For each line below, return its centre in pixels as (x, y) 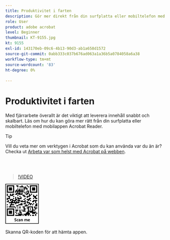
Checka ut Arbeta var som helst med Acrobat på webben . (66, 152)
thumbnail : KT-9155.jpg (31, 38)
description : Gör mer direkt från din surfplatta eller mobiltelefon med (85, 16)
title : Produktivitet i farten (38, 11)
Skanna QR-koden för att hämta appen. (46, 232)
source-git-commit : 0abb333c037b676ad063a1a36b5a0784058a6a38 (73, 54)
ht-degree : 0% (20, 70)
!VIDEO (25, 177)
